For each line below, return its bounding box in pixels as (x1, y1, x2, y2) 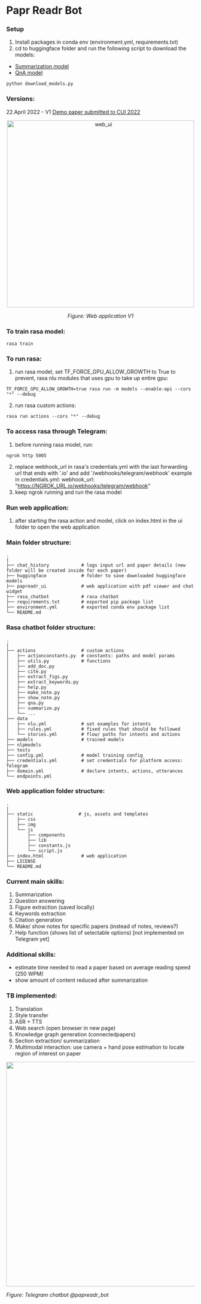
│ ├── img (6, 821, 36, 827)
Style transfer (14, 1011, 49, 1018)
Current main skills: (6, 877, 65, 885)
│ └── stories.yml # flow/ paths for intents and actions (6, 731, 181, 737)
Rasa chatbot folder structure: (6, 623, 96, 632)
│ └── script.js (6, 848, 63, 854)
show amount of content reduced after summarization (14, 977, 148, 984)
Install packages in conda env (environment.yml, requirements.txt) (14, 38, 178, 46)
